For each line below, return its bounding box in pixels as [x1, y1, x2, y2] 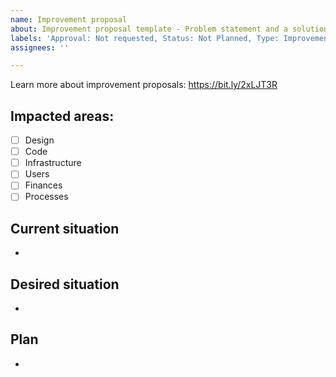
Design [24, 134, 55, 146]
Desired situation [10, 276, 120, 293]
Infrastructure [24, 157, 82, 169]
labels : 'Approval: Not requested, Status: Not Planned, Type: [10, 33, 280, 43]
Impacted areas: [10, 107, 115, 125]
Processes [24, 191, 69, 203]
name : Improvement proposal [10, 14, 128, 25]
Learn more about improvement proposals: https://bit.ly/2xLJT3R [10, 79, 278, 91]
